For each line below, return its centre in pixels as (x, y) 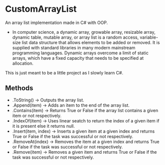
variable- (149, 37)
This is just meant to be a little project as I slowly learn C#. (64, 72)
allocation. (23, 63)
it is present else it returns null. (43, 126)
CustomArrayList (41, 9)
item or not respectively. (37, 116)
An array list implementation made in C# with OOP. (57, 23)
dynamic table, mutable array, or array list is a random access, (75, 37)
